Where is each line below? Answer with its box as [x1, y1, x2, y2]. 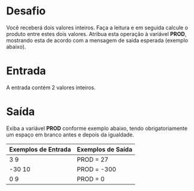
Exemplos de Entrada [9, 145, 71, 153]
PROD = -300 [77, 165, 117, 173]
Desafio [6, 4, 46, 18]
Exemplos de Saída [77, 145, 133, 153]
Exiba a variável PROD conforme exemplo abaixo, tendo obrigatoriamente [6, 125, 187, 132]
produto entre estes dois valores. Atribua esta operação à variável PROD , [6, 30, 187, 37]
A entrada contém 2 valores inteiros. [6, 84, 96, 91]
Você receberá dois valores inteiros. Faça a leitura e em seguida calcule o [6, 24, 189, 31]
